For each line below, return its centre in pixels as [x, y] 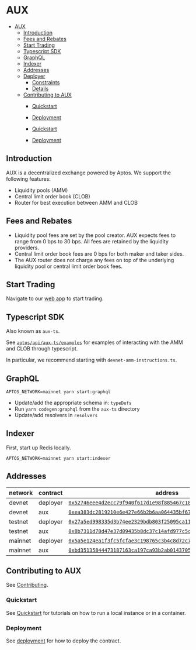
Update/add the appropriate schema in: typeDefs [73, 403]
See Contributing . [27, 585]
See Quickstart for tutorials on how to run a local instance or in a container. [96, 613]
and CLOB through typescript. [42, 349]
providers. [27, 247]
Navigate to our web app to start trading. [55, 298]
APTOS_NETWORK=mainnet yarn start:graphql [58, 392]
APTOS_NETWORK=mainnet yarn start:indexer [58, 458]
